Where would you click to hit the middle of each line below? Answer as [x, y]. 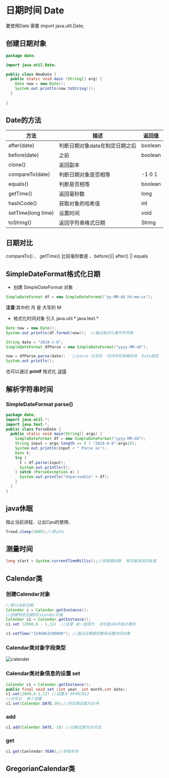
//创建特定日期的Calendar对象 [35, 615]
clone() [17, 165]
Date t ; [23, 453]
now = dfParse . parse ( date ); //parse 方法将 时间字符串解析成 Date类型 [82, 356]
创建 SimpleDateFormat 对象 [43, 287]
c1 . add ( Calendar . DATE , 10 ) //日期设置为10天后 [54, 728]
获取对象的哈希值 [80, 203]
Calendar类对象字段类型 [36, 647]
